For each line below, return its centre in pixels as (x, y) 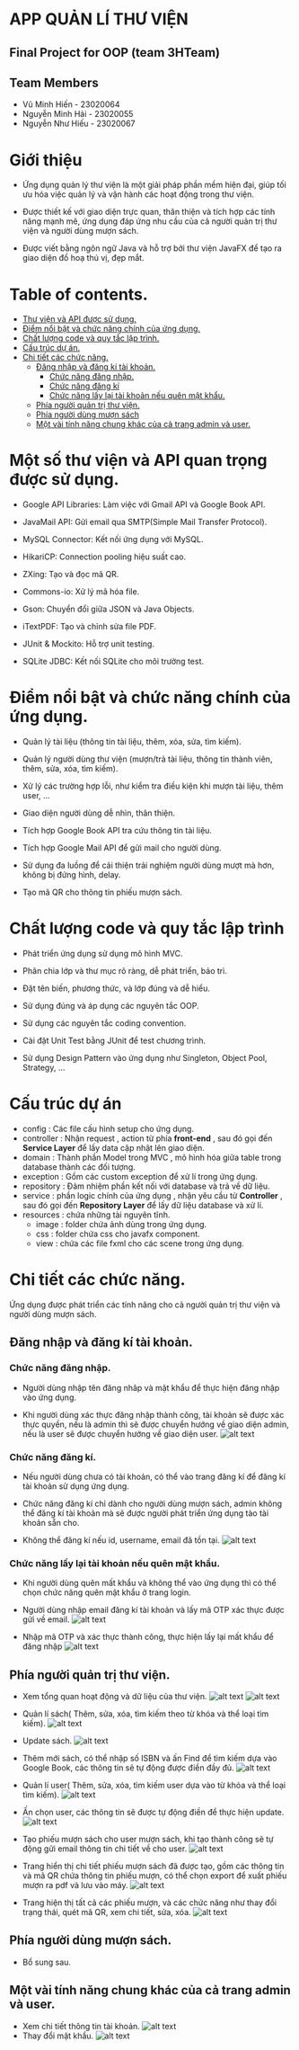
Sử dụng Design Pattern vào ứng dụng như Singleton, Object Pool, (145, 1058)
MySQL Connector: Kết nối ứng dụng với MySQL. (113, 539)
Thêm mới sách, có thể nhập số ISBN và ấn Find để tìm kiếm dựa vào (149, 1759)
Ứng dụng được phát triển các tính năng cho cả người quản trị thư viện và (145, 1305)
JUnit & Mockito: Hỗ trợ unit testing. (88, 644)
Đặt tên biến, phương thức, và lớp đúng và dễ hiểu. (116, 988)
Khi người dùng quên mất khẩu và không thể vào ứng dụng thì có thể (149, 1583)
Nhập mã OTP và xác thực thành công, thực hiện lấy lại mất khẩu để (148, 1637)
